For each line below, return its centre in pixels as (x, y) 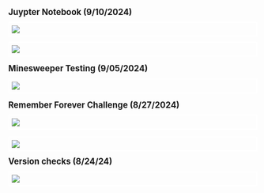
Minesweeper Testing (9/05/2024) (78, 68)
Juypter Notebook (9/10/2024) (70, 12)
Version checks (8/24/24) (60, 161)
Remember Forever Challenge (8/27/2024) (94, 105)
